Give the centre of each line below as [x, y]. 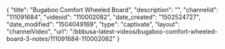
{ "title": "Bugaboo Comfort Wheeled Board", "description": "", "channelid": [113, 10]
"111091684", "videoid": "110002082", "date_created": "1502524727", [104, 17]
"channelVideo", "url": [38, 31]
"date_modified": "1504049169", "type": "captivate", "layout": [93, 24]
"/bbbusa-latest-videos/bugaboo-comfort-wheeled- [144, 31]
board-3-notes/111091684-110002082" [61, 39]
